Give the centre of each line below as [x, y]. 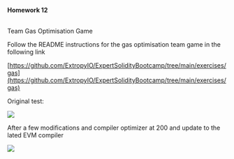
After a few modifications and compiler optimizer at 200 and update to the [114, 128]
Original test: [25, 101]
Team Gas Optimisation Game [50, 31]
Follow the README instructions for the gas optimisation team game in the [114, 44]
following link [26, 52]
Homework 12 [28, 10]
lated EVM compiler [36, 135]
